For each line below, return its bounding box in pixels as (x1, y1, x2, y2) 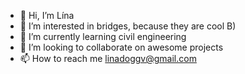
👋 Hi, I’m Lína (19, 10, 75, 21)
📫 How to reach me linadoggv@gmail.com (19, 53, 197, 64)
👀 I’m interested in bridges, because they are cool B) (19, 20, 237, 32)
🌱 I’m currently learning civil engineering (19, 31, 187, 42)
